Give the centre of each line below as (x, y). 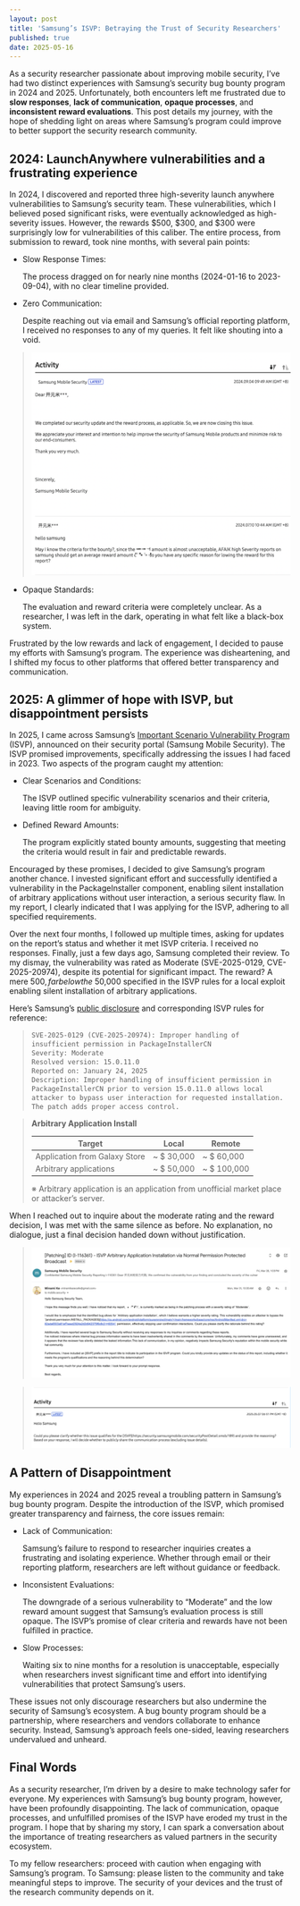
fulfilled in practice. (58, 1630)
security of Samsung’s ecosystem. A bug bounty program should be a (138, 1711)
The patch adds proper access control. (105, 1107)
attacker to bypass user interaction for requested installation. (157, 1098)
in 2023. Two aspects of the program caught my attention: (117, 764)
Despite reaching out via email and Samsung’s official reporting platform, (156, 321)
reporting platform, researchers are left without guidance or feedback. (151, 1567)
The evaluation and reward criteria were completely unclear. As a (142, 606)
